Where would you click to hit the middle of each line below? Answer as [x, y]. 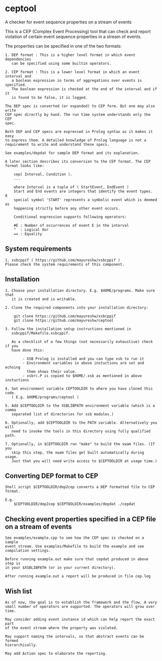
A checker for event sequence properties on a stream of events [68, 22]
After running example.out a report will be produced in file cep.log [78, 576]
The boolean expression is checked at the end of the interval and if [84, 89]
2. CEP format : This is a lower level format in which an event [72, 72]
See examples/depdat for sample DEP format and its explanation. [72, 153]
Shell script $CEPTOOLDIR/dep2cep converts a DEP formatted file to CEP [80, 487]
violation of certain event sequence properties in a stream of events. [73, 37]
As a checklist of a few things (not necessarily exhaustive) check [82, 341]
